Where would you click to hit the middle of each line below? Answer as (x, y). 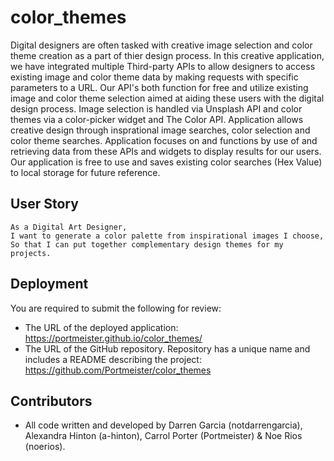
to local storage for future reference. (85, 172)
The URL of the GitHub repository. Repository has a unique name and (167, 348)
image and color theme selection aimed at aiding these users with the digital (167, 98)
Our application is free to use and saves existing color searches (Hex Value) (166, 162)
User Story (44, 204)
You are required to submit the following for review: (116, 308)
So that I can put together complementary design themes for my (147, 244)
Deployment (49, 284)
